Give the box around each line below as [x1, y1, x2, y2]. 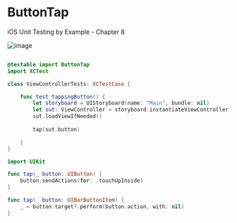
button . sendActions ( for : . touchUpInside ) [20, 177, 143, 184]
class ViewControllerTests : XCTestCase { [7, 80, 131, 88]
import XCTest [7, 68, 49, 75]
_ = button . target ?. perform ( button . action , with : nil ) [20, 203, 185, 210]
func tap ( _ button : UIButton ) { [7, 171, 102, 178]
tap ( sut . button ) [32, 126, 80, 133]
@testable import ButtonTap [7, 61, 90, 68]
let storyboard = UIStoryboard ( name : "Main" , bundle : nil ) [32, 100, 210, 107]
